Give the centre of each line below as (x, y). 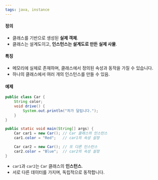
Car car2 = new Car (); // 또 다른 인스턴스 (56, 147)
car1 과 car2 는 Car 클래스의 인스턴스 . (47, 166)
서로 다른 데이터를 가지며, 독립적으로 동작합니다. (59, 172)
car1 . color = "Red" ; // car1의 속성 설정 (57, 138)
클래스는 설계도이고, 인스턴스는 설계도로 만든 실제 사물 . (65, 44)
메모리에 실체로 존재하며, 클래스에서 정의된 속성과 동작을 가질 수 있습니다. (83, 68)
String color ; (28, 102)
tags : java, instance (27, 10)
